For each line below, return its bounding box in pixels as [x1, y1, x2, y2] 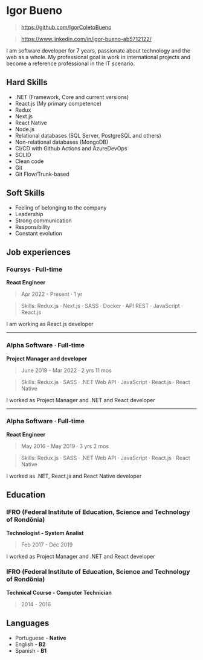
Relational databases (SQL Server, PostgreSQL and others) [14, 132, 161, 139]
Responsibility [14, 223, 50, 230]
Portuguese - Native [14, 634, 66, 641]
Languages [6, 618, 50, 629]
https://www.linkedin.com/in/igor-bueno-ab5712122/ [21, 35, 152, 42]
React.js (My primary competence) [14, 100, 101, 107]
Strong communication [14, 217, 72, 224]
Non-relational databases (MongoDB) [14, 138, 109, 146]
